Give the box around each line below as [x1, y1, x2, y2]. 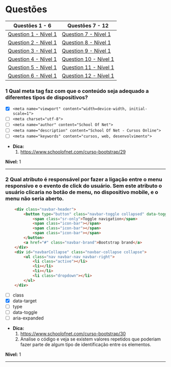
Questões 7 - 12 [67, 22, 109, 29]
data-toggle [12, 309, 38, 315]
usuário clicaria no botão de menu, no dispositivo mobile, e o [5, 189, 159, 196]
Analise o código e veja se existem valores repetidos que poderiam [20, 336, 161, 342]
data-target [12, 298, 37, 304]
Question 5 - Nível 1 [8, 64, 57, 71]
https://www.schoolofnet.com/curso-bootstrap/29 [20, 149, 126, 155]
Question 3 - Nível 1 [8, 47, 57, 54]
